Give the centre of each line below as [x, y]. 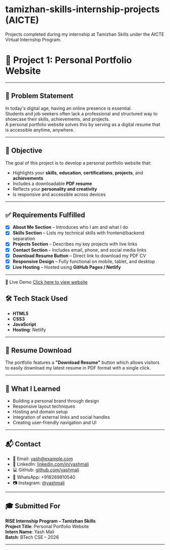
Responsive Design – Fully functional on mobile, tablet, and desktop [84, 261]
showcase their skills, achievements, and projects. [58, 119]
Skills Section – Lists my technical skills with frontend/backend [78, 233]
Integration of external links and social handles [61, 417]
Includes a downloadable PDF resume [52, 184]
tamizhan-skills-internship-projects [82, 9]
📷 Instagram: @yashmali [38, 483]
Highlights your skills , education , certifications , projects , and [78, 173]
